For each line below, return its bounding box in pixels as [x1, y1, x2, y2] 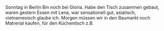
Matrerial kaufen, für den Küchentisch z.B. [5, 20, 94, 26]
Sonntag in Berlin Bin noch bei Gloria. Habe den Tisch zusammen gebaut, [5, 4, 159, 10]
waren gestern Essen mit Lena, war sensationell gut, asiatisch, [5, 9, 136, 15]
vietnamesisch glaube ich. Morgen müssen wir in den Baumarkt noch [5, 15, 150, 20]
